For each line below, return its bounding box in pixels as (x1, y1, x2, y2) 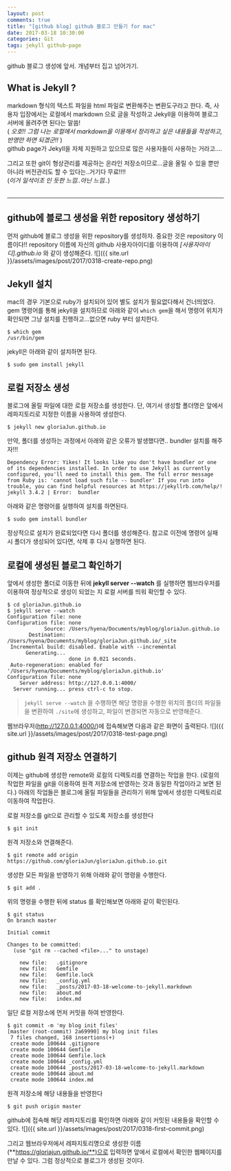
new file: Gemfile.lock (19, 971, 94, 978)
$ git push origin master (7, 1103, 81, 1110)
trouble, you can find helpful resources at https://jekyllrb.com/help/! (7, 483, 223, 490)
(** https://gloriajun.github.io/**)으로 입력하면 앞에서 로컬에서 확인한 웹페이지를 (7, 1148, 222, 1156)
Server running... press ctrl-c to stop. (13, 686, 134, 693)
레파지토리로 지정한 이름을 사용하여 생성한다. (7, 410, 127, 419)
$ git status (7, 911, 45, 918)
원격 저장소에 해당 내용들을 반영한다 (7, 1089, 103, 1097)
